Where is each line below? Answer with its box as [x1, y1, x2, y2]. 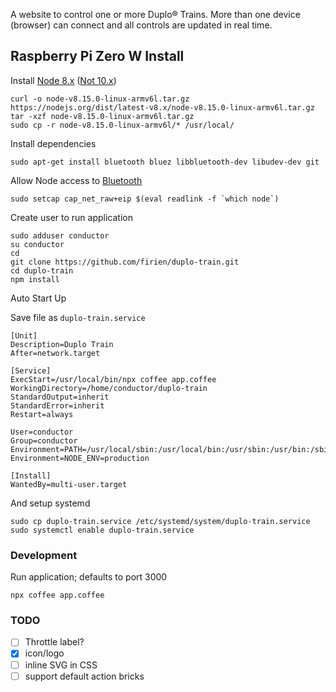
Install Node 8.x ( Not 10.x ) [10, 74, 117, 86]
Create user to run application [10, 211, 133, 223]
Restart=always [10, 409, 74, 419]
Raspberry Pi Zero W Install [10, 48, 185, 65]
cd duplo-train [10, 265, 74, 276]
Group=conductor [10, 435, 78, 446]
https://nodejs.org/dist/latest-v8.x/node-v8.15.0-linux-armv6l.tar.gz [10, 102, 315, 113]
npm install [10, 274, 60, 284]
